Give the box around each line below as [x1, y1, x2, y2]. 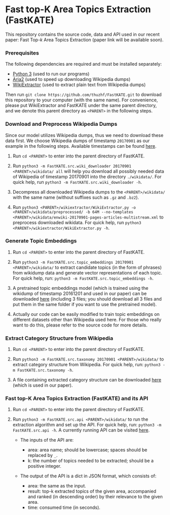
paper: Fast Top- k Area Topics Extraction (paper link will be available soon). [5, 37, 164, 43]
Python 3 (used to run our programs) [12, 71, 90, 77]
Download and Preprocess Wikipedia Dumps [5, 121, 118, 128]
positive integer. [27, 463, 62, 469]
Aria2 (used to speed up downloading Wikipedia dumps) [12, 76, 131, 83]
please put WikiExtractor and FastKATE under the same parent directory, [5, 102, 157, 109]
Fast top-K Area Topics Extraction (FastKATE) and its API [5, 395, 149, 402]
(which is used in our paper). [12, 382, 73, 388]
